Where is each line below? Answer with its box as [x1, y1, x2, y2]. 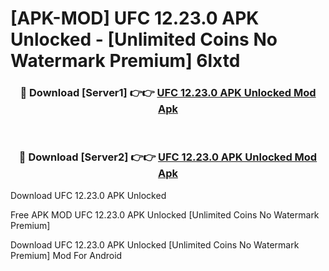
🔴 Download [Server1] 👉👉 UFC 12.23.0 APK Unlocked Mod [19, 86, 317, 100]
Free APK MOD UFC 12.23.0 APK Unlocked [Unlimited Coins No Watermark [10, 208, 320, 221]
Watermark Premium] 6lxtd [10, 50, 241, 72]
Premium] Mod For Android [10, 249, 123, 261]
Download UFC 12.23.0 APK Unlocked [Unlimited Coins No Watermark [10, 238, 300, 251]
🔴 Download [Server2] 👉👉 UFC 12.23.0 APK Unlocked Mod [18, 150, 318, 164]
